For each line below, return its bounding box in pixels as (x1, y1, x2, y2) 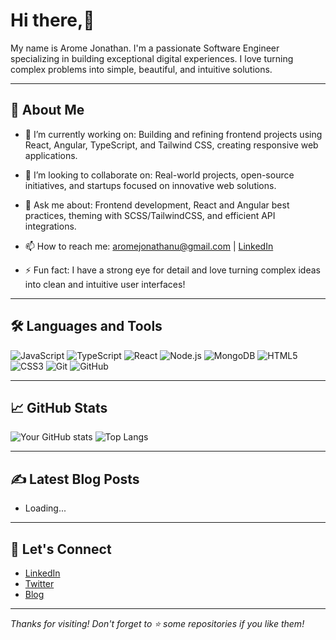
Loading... (24, 502, 67, 514)
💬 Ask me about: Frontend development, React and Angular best (24, 199, 290, 211)
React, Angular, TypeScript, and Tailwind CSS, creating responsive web (24, 139, 319, 151)
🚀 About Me (10, 102, 85, 119)
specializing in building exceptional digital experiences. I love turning (10, 52, 294, 64)
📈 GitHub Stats (10, 399, 108, 416)
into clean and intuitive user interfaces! (24, 278, 186, 290)
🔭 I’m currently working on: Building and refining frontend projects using (24, 128, 323, 140)
